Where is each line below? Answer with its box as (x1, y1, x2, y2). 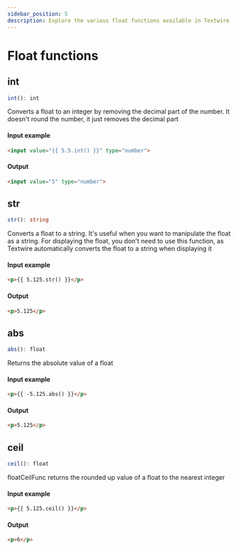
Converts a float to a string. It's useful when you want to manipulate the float (7, 229, 231, 238)
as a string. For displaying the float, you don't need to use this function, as (7, 237, 225, 246)
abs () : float (7, 346, 46, 353)
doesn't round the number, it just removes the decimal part (7, 115, 179, 123)
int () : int (7, 94, 40, 101)
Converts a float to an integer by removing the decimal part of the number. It (7, 107, 230, 116)
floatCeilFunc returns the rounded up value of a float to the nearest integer (7, 473, 225, 481)
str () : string (7, 216, 50, 224)
